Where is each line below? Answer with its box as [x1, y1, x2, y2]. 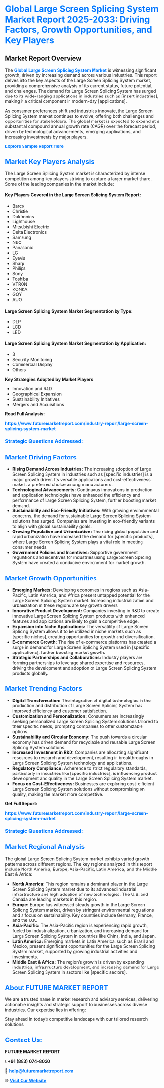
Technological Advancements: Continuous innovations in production [12, 487, 153, 493]
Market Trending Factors [5, 684, 82, 693]
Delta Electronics [12, 229, 47, 235]
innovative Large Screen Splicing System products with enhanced [12, 613, 145, 619]
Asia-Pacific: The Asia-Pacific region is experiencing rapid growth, [12, 922, 148, 928]
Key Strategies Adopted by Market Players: [5, 376, 95, 383]
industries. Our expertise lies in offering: [5, 1007, 86, 1013]
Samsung [12, 234, 32, 241]
